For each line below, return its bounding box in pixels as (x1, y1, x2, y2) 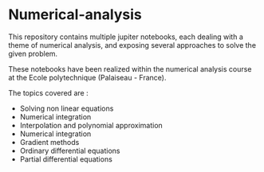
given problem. (8, 49, 58, 58)
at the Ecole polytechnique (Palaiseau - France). (8, 72, 167, 82)
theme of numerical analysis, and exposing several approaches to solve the (8, 40, 257, 49)
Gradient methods (19, 137, 80, 147)
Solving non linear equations (19, 104, 114, 113)
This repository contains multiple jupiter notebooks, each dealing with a (8, 32, 243, 41)
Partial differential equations (19, 154, 113, 164)
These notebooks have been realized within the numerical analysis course (8, 64, 252, 73)
